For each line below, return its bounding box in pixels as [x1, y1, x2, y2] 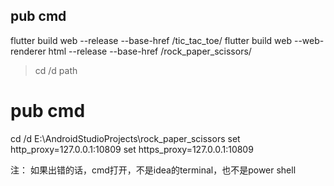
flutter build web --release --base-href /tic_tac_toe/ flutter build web [10, 34, 293, 46]
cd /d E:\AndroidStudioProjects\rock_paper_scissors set [10, 132, 241, 144]
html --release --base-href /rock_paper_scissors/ [48, 45, 252, 57]
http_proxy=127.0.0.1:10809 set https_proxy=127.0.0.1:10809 [10, 143, 254, 155]
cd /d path [34, 64, 78, 76]
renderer [10, 45, 47, 57]
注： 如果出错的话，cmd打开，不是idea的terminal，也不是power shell [10, 164, 297, 176]
